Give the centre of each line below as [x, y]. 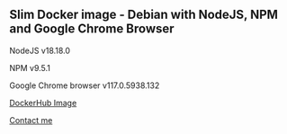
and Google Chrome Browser [92, 29]
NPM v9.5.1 [30, 67]
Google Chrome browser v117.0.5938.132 [85, 85]
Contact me [31, 120]
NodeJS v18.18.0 [40, 50]
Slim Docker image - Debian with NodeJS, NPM [144, 15]
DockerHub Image [43, 103]
